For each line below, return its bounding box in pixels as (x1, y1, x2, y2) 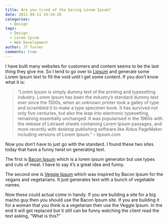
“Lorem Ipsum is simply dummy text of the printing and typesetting (17, 89, 156, 95)
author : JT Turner (5, 45, 44, 50)
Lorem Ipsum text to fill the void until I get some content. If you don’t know (5, 74, 159, 80)
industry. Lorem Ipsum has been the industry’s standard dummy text (17, 94, 159, 100)
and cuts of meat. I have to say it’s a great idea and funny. (5, 161, 124, 167)
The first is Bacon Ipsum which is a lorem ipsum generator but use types (5, 156, 155, 162)
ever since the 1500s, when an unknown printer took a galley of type (17, 99, 159, 105)
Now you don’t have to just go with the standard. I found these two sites (5, 141, 154, 147)
